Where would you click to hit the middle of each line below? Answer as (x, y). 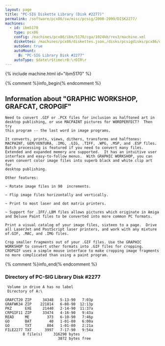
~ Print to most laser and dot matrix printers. (56, 204)
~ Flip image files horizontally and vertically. (57, 195)
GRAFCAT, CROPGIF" (38, 106)
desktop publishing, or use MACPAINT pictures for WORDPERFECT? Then (79, 122)
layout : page (18, 10)
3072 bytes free (74, 339)
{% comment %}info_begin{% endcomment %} (53, 83)
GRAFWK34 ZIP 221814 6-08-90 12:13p (49, 304)
